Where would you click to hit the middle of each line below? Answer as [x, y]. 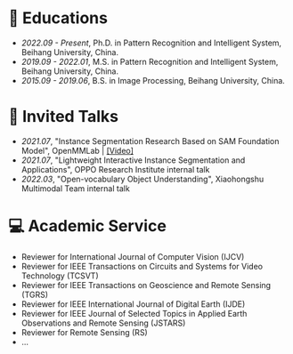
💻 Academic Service [87, 226]
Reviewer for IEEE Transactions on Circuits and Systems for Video [142, 266]
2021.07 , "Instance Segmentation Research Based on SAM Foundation [150, 141]
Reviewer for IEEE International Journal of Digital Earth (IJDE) [133, 304]
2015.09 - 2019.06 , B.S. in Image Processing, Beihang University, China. [153, 80]
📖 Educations [58, 18]
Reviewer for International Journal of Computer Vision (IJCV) [133, 256]
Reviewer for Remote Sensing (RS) [84, 332]
